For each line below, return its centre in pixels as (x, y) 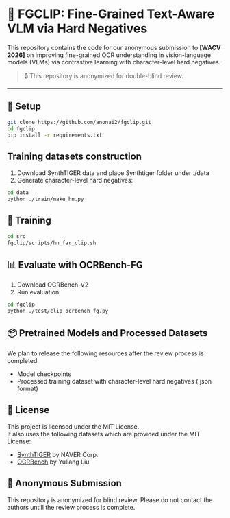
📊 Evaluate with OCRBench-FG (75, 264)
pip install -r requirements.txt (55, 135)
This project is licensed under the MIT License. (73, 426)
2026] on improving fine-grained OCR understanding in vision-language (109, 55)
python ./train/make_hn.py (46, 199)
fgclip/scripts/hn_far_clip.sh (52, 243)
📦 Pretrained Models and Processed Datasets (107, 333)
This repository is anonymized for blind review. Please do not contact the (110, 499)
